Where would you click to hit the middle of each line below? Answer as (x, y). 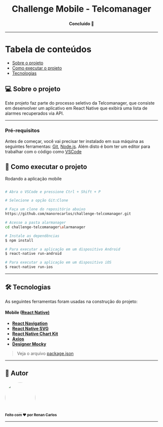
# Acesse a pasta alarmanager (36, 223)
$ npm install (19, 240)
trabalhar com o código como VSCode (43, 151)
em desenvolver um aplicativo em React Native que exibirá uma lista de (76, 108)
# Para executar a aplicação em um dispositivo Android (63, 249)
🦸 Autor (17, 373)
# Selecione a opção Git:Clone (37, 200)
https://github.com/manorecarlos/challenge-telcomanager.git (68, 214)
